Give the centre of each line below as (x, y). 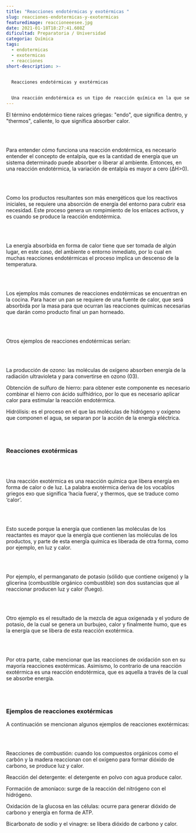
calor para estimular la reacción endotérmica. (61, 400)
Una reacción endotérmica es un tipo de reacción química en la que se (101, 98)
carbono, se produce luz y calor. (45, 765)
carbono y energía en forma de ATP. (50, 812)
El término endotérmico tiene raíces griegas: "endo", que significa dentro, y (97, 115)
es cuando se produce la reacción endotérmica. (64, 216)
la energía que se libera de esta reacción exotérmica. (70, 631)
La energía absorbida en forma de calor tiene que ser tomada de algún (91, 245)
